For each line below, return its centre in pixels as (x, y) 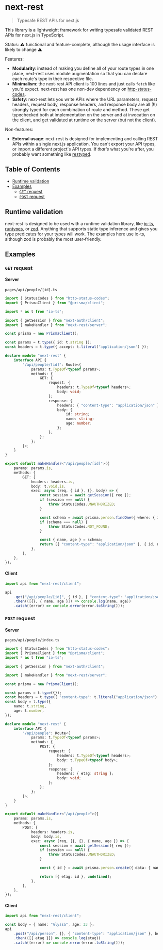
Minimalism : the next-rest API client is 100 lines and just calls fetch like (83, 83)
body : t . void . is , (49, 486)
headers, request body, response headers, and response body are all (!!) (84, 104)
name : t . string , (30, 706)
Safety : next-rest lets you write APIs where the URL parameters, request (85, 99)
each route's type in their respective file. (52, 79)
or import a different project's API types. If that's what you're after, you (83, 149)
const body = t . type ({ (28, 702)
